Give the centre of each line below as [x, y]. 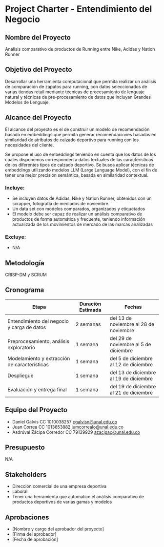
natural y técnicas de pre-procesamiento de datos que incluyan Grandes [78, 97]
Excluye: [16, 237]
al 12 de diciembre [131, 364]
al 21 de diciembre [131, 393]
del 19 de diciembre [133, 386]
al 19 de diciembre [131, 379]
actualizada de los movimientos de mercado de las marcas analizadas [82, 224]
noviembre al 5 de [130, 344]
